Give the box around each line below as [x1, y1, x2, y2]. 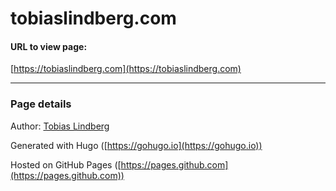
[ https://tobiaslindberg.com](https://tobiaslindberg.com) [10, 63, 242, 75]
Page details [10, 97, 72, 111]
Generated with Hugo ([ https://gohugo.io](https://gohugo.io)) [10, 139, 263, 151]
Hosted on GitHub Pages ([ [10, 158, 122, 171]
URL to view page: [10, 40, 88, 52]
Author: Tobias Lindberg [10, 120, 110, 132]
